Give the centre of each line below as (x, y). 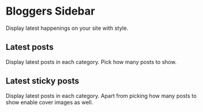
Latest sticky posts (43, 81)
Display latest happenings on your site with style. (67, 28)
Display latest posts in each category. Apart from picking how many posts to (101, 96)
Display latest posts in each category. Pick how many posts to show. (91, 61)
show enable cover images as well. (50, 102)
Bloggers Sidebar (50, 11)
